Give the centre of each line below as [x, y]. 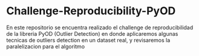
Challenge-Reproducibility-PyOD [91, 11]
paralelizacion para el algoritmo [46, 46]
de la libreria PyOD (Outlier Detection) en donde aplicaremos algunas [92, 33]
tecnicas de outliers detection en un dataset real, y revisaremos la [88, 40]
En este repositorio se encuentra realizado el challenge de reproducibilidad [100, 27]
